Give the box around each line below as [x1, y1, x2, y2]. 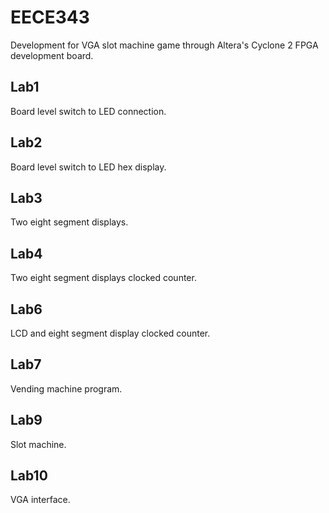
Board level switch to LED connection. [10, 105, 167, 117]
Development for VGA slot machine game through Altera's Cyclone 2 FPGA [10, 39, 319, 51]
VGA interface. [10, 494, 71, 506]
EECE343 [10, 6, 90, 29]
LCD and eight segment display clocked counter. [10, 327, 211, 339]
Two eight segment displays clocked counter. [10, 272, 197, 284]
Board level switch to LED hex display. [10, 161, 167, 173]
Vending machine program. [10, 382, 123, 395]
